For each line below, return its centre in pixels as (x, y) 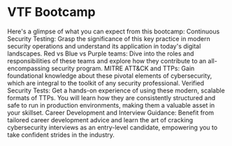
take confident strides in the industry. (61, 135)
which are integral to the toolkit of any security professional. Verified (106, 83)
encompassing (29, 68)
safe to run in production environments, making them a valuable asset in (111, 105)
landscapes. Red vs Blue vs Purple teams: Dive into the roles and (101, 54)
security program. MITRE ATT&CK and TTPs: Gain (123, 68)
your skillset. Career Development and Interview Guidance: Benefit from (111, 113)
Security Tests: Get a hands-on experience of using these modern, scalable (116, 90)
